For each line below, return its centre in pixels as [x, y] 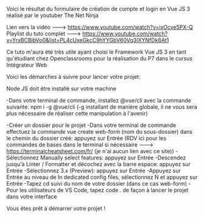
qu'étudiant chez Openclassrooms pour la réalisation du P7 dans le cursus [100, 58]
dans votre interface [32, 197]
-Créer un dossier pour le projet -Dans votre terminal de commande [91, 125]
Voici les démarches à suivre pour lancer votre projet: [73, 77]
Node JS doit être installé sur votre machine [62, 89]
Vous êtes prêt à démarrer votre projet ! [56, 208]
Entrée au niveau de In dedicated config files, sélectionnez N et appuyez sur [102, 177]
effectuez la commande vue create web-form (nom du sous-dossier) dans [100, 132]
